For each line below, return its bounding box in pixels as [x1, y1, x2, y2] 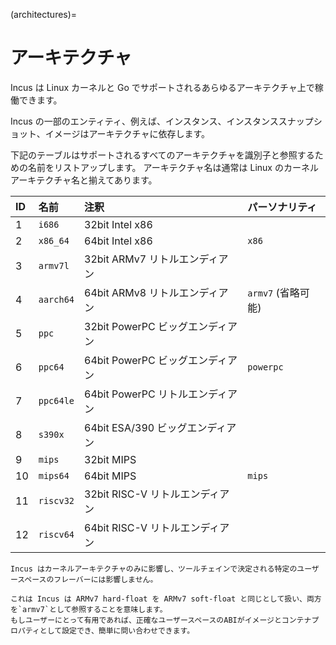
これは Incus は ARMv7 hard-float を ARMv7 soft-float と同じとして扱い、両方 [10, 594, 322, 604]
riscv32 [38, 495, 75, 506]
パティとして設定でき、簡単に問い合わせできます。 [17, 625, 195, 636]
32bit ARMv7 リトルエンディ [84, 252, 219, 266]
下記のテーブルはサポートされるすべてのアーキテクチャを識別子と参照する [10, 149, 315, 161]
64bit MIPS [84, 469, 137, 483]
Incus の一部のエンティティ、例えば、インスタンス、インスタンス [10, 115, 279, 127]
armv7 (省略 [247, 285, 300, 299]
